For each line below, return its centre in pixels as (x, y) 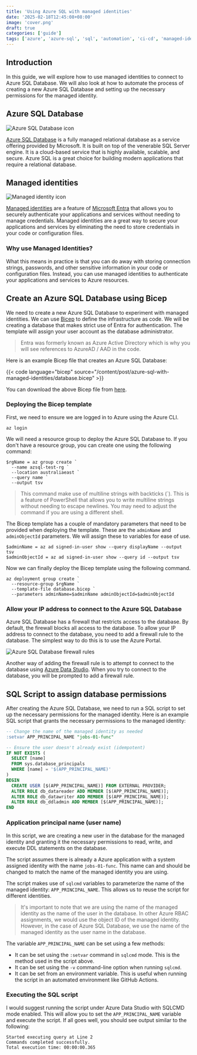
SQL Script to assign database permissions (86, 694)
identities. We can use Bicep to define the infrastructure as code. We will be (98, 319)
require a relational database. (41, 164)
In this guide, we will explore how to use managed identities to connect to (95, 76)
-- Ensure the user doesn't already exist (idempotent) (76, 747)
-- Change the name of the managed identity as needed (74, 732)
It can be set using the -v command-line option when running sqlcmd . (98, 967)
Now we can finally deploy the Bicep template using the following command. (98, 568)
